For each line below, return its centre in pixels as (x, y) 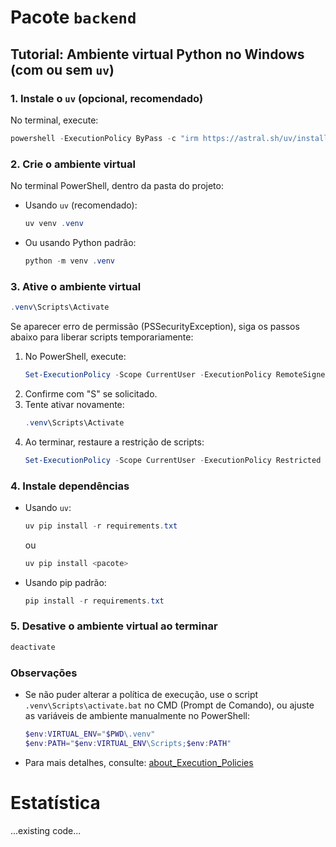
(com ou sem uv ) (62, 69)
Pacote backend (73, 17)
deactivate (33, 647)
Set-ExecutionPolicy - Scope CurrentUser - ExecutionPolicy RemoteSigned (177, 374)
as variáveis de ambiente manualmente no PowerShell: (137, 715)
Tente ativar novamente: (74, 404)
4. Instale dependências (70, 486)
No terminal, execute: (54, 120)
